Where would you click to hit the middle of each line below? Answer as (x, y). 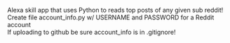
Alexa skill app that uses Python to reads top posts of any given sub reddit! (115, 10)
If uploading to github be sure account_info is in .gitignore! (92, 32)
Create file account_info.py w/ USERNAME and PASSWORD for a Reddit (111, 17)
